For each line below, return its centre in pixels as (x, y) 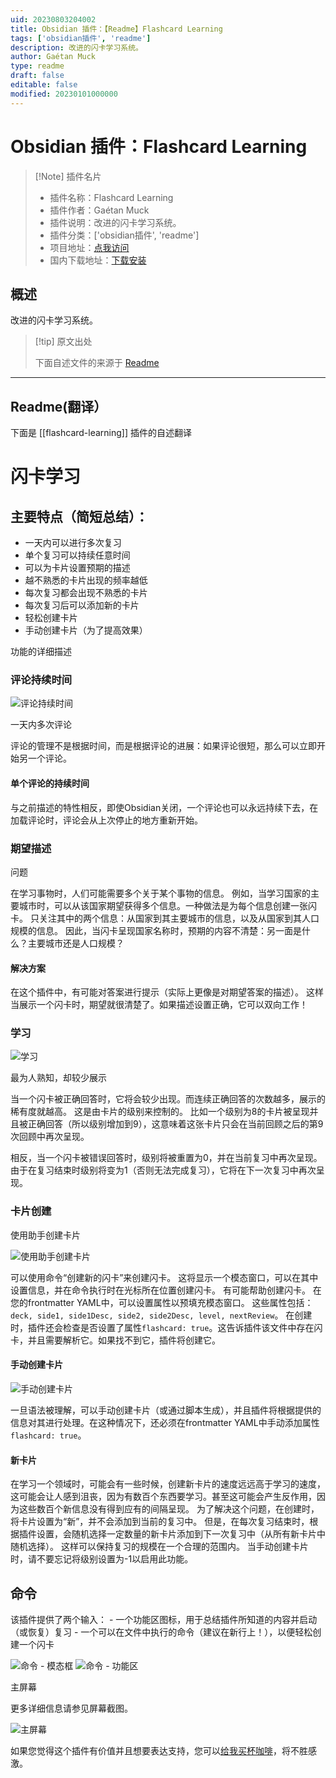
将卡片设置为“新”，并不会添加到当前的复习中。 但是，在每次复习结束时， (160, 1522)
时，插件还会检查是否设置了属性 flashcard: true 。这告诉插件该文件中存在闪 (166, 1327)
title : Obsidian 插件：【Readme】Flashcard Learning (116, 29)
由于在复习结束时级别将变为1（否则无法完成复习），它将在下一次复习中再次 (163, 1170)
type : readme (37, 66)
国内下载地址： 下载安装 (98, 260)
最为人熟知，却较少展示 (58, 1078)
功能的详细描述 (41, 652)
